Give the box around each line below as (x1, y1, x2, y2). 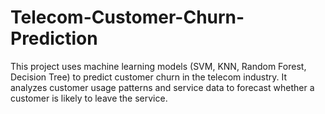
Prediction (10, 27, 98, 50)
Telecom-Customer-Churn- (10, 6, 245, 29)
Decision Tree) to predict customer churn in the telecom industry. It (10, 71, 287, 83)
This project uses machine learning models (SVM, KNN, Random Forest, (10, 60, 307, 72)
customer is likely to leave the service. (10, 92, 168, 104)
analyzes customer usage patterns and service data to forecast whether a (10, 81, 315, 93)
